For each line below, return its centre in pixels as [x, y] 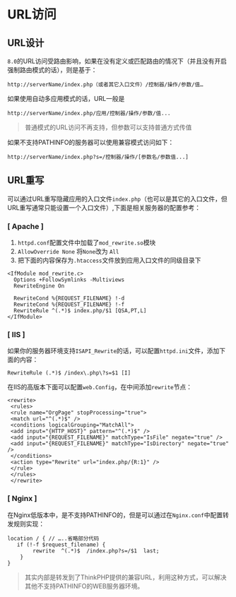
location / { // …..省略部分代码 [53, 538]
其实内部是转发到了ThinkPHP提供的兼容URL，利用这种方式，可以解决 [126, 577]
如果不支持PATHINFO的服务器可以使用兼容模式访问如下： [91, 142]
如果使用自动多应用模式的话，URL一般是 [66, 99]
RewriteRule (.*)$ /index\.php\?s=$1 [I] [69, 373]
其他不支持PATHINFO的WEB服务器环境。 [84, 586]
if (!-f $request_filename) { [61, 545]
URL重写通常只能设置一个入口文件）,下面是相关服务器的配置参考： [104, 207]
